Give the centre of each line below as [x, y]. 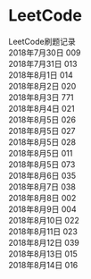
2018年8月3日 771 [41, 97]
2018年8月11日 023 [43, 231]
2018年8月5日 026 [42, 119]
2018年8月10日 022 [44, 220]
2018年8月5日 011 [41, 153]
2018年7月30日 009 [45, 52]
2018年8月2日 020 [42, 86]
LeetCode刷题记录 [42, 41]
